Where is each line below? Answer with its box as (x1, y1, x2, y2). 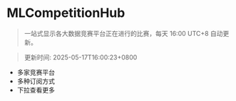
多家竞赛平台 (16, 68, 55, 76)
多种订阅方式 (16, 76, 55, 85)
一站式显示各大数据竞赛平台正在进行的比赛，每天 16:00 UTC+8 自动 (24, 29, 223, 37)
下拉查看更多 (16, 85, 55, 94)
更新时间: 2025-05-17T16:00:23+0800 (24, 53, 138, 61)
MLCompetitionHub (6, 5, 125, 21)
